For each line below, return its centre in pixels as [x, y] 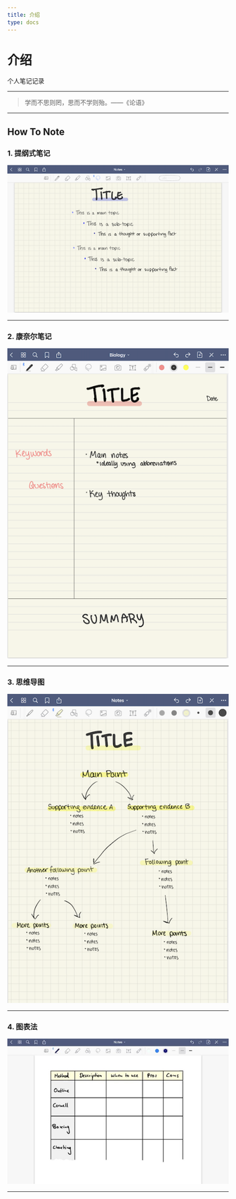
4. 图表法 [22, 1027]
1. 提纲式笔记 [29, 153]
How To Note [36, 131]
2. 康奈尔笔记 [29, 336]
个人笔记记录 [26, 81]
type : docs [23, 22]
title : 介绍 [24, 15]
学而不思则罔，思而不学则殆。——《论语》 [86, 103]
